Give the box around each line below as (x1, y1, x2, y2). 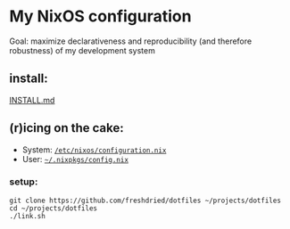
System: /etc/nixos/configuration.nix (21, 144, 167, 155)
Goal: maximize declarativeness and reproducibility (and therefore (9, 36, 253, 46)
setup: (9, 176, 38, 188)
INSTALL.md (9, 94, 55, 105)
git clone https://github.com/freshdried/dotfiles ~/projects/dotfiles (9, 196, 281, 205)
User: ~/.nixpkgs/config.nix (21, 153, 129, 164)
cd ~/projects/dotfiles (9, 203, 98, 213)
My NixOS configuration (9, 6, 192, 27)
